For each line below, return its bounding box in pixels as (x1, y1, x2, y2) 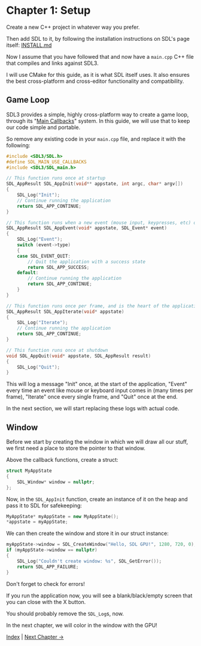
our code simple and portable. (6, 124, 81, 131)
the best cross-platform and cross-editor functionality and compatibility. (6, 77, 184, 85)
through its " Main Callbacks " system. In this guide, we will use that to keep (6, 117, 190, 124)
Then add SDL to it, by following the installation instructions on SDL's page (6, 35, 190, 42)
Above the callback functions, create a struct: (6, 456, 118, 463)
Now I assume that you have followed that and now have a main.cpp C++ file (6, 53, 194, 60)
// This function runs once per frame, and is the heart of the (6, 303, 170, 309)
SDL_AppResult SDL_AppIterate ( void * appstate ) (6, 309, 124, 315)
